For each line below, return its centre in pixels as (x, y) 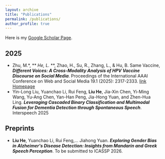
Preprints (20, 128)
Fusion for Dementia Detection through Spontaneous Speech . (77, 108)
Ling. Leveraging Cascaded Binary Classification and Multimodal (81, 102)
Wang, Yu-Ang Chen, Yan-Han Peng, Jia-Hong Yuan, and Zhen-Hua (81, 97)
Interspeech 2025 (30, 113)
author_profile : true (27, 24)
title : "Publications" (28, 14)
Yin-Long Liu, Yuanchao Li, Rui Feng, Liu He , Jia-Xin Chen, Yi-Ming (81, 92)
